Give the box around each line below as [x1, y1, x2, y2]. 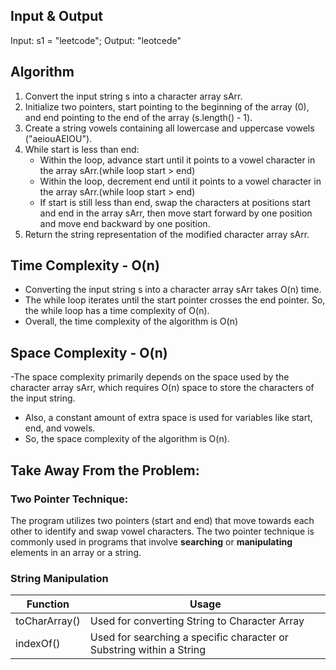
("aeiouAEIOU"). [24, 132, 93, 144]
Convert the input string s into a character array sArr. [24, 90, 243, 102]
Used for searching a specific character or [89, 630, 289, 644]
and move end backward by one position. [39, 217, 211, 229]
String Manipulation [10, 571, 109, 585]
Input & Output [10, 8, 103, 25]
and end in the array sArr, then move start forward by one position [39, 207, 313, 219]
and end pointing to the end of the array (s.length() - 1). [24, 111, 253, 123]
